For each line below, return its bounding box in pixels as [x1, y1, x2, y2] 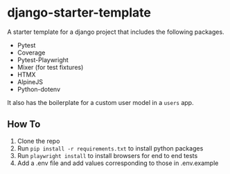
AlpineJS [17, 77, 44, 86]
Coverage [17, 48, 46, 57]
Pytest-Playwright [17, 55, 69, 64]
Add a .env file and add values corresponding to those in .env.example [17, 159, 219, 167]
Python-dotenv [17, 85, 61, 93]
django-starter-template [7, 5, 151, 21]
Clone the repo [17, 137, 60, 145]
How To [7, 119, 41, 130]
